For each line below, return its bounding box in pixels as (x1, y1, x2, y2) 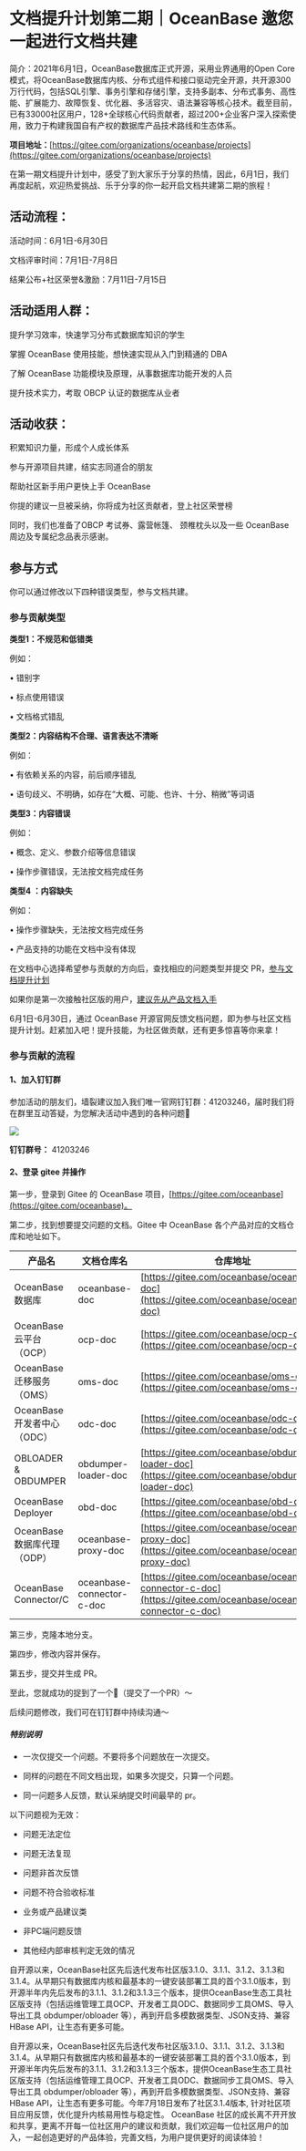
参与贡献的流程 (9, 1050, 76, 1062)
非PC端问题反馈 (22, 1926, 82, 1937)
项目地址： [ (9, 139, 53, 150)
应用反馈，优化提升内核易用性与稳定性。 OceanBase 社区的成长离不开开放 (16, 2109, 297, 2120)
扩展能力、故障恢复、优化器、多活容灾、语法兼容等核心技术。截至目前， (25, 97, 297, 108)
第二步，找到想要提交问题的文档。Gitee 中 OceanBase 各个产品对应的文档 (9, 1219, 287, 1230)
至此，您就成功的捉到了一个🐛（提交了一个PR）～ (9, 1687, 193, 1698)
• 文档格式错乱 (9, 711, 65, 722)
